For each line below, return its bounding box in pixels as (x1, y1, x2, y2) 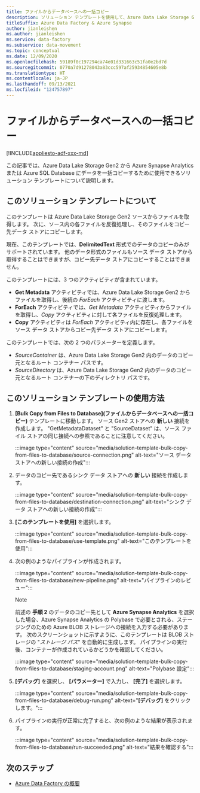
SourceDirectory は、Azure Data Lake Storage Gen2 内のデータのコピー (14, 366, 192, 373)
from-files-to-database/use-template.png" (14, 537, 121, 545)
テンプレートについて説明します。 (33, 177, 117, 184)
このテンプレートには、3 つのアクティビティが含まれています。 (6, 276, 161, 283)
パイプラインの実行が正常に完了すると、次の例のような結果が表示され (14, 717, 188, 724)
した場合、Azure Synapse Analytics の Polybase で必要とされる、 (14, 616, 177, 623)
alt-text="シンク (145, 498, 185, 506)
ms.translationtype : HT (6, 70, 66, 76)
